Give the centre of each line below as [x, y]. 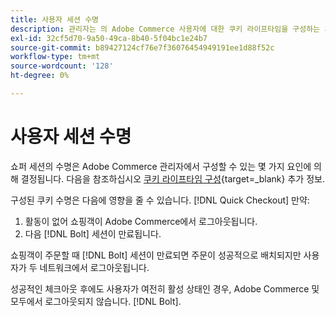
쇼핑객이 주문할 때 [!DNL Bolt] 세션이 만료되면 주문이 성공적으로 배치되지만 [156, 255]
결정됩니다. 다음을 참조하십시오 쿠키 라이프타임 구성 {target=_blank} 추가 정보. [172, 178]
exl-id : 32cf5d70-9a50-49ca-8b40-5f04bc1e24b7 [109, 38]
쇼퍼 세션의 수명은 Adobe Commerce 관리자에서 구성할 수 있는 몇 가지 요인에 [161, 166]
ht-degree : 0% [40, 76]
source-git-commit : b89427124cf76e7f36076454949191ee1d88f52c [142, 47]
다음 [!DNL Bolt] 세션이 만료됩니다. [93, 233]
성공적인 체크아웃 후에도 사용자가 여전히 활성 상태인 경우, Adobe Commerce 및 [165, 288]
